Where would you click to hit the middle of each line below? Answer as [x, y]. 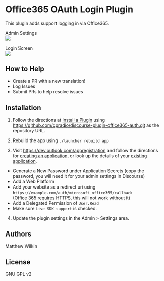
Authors [18, 234]
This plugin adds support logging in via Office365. [57, 23]
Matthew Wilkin [21, 246]
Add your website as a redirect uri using [54, 187]
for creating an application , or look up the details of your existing [80, 156]
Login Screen [19, 48]
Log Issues [24, 86]
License [18, 262]
